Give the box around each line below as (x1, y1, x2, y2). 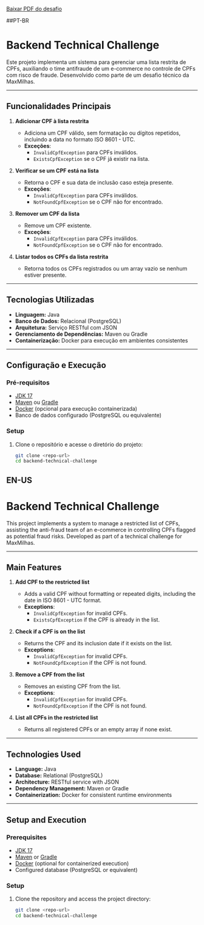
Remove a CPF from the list (15, 671, 85, 678)
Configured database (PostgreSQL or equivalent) (15, 866, 138, 873)
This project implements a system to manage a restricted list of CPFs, (6, 519, 180, 526)
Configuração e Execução (6, 360, 106, 370)
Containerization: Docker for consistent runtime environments (15, 792, 172, 799)
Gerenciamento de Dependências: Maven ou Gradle (15, 330, 148, 338)
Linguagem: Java (15, 311, 59, 318)
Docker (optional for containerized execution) (15, 859, 129, 867)
